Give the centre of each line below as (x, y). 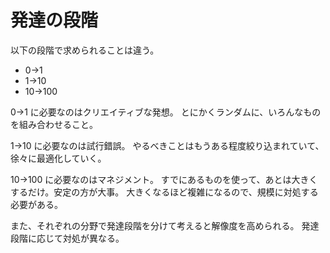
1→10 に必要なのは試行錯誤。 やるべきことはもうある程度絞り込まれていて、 (167, 145)
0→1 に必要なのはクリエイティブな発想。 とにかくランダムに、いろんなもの (166, 112)
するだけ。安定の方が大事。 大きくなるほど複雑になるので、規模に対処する (164, 192)
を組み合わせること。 (54, 124)
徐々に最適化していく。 (58, 158)
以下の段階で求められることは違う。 (85, 50)
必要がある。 (36, 204)
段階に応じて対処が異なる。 (67, 238)
